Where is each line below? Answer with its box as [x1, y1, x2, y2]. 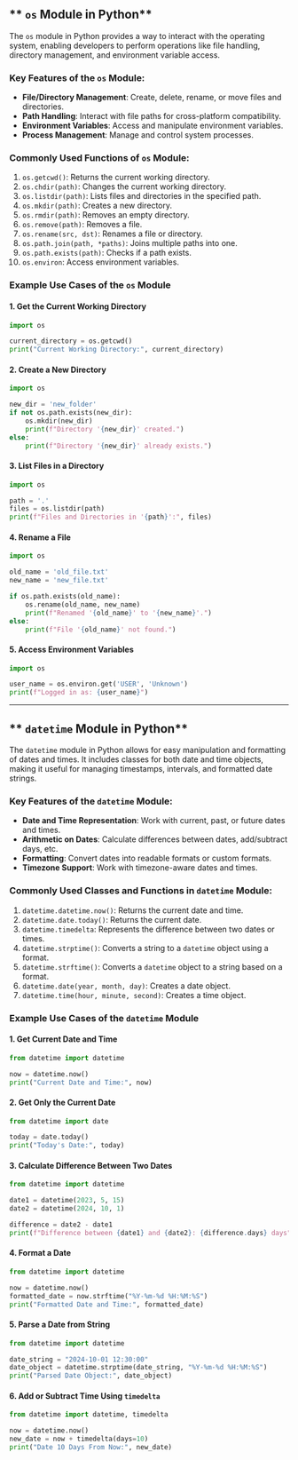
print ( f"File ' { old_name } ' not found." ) [25, 625, 176, 634]
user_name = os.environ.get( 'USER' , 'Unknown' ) [9, 679, 189, 689]
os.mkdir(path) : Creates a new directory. [21, 200, 173, 211]
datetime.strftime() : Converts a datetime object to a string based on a [21, 961, 283, 972]
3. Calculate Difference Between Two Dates [9, 1160, 173, 1170]
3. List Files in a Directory [9, 461, 105, 472]
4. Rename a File [9, 532, 71, 543]
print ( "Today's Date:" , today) [9, 1141, 125, 1150]
